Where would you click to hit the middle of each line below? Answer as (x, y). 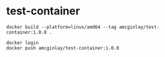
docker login (22, 43)
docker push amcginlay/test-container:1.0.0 (63, 48)
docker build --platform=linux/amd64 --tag (61, 27)
